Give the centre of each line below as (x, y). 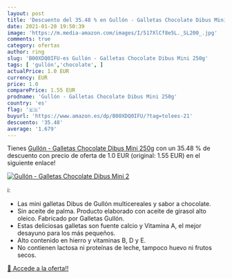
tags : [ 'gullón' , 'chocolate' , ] (55, 65)
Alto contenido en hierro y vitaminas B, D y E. (81, 240)
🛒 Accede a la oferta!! (38, 269)
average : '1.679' (32, 129)
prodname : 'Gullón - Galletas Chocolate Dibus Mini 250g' (92, 97)
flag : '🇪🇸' (24, 110)
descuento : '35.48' (35, 122)
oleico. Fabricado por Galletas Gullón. (71, 218)
